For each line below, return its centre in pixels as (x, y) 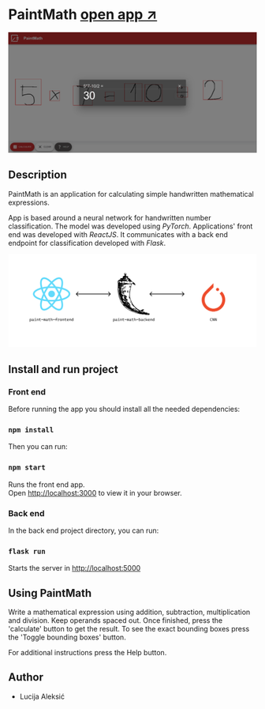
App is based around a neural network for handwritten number (110, 217)
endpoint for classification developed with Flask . (87, 243)
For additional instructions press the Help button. (88, 653)
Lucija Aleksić (42, 696)
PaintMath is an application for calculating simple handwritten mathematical (131, 194)
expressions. (29, 202)
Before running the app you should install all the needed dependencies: (124, 409)
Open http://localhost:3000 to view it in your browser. (95, 492)
